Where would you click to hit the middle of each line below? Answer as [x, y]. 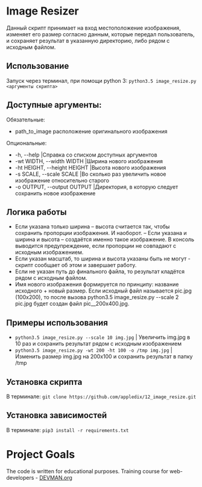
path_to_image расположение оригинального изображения [91, 131]
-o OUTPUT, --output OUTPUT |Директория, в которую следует [96, 187]
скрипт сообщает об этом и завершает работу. [76, 265]
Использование [38, 66]
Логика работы [36, 212]
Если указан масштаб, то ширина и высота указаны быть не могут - [103, 259]
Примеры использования [57, 322]
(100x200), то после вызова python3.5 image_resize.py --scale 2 [97, 297]
